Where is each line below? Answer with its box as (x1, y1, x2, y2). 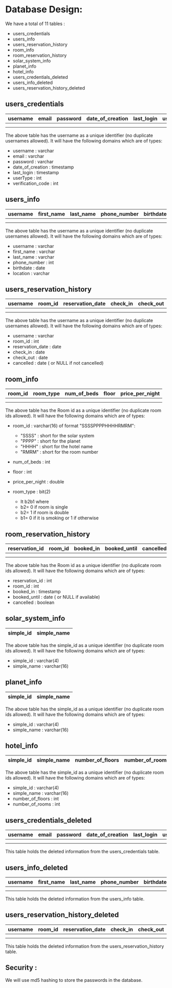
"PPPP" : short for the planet (20, 438, 81, 444)
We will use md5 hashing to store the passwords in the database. (5, 977, 143, 983)
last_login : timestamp (12, 169, 59, 175)
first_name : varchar (12, 248, 55, 255)
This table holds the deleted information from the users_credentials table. (5, 849, 160, 855)
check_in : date (12, 349, 45, 355)
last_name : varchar (12, 254, 55, 260)
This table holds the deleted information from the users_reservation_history (5, 943, 164, 949)
